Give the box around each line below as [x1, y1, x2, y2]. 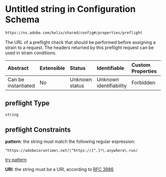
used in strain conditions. [5, 49, 57, 55]
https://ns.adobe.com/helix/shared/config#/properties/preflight [5, 30, 142, 35]
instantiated [7, 82, 35, 89]
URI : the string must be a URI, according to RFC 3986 [5, 167, 114, 173]
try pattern [5, 157, 27, 163]
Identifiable [96, 64, 124, 71]
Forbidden [131, 79, 156, 86]
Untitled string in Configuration [5, 3, 136, 15]
